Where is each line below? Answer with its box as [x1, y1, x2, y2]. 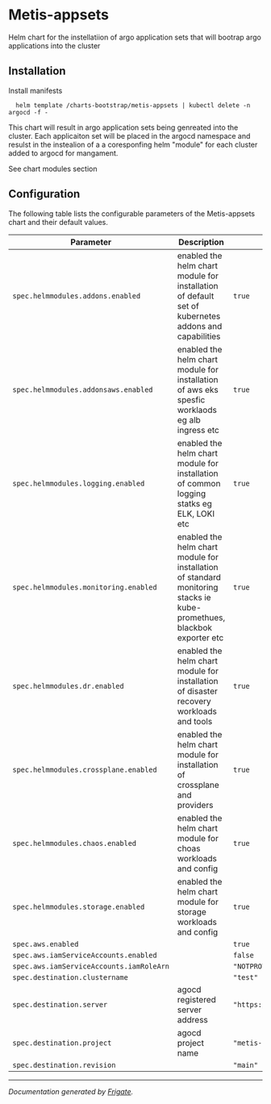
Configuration [8, 187, 81, 201]
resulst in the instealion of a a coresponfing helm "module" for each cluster [8, 140, 258, 149]
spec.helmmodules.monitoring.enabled [12, 582, 157, 592]
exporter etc [177, 631, 224, 643]
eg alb [177, 414, 202, 425]
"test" [232, 973, 258, 981]
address [177, 1014, 208, 1025]
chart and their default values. [8, 217, 109, 227]
